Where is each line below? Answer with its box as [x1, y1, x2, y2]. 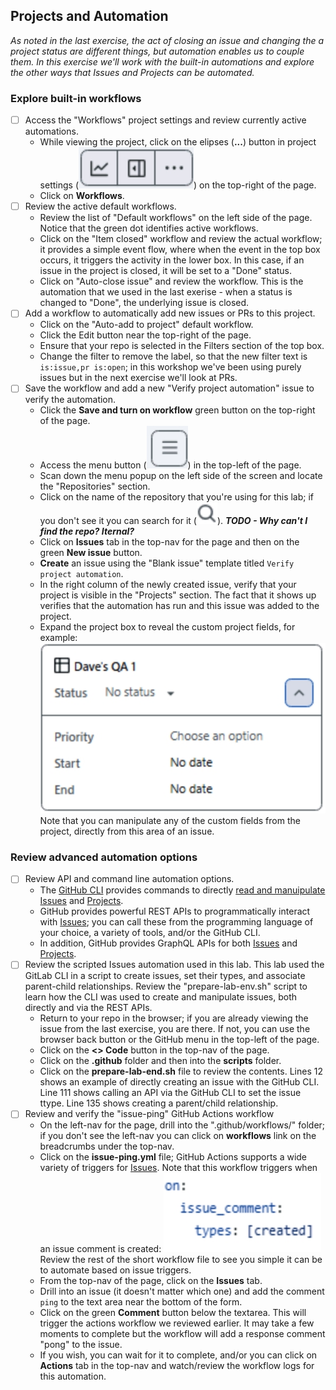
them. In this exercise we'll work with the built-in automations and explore [10, 55, 315, 68]
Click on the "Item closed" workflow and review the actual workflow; [39, 233, 323, 245]
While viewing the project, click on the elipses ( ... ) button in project [39, 136, 317, 148]
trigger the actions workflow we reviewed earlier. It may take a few [39, 1317, 315, 1329]
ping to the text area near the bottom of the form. [39, 1296, 243, 1308]
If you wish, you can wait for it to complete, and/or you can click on [39, 1349, 318, 1361]
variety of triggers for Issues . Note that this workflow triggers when [39, 1162, 318, 1174]
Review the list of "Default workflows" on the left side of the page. [39, 212, 313, 224]
